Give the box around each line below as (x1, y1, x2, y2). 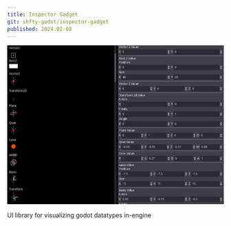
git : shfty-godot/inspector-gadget (7, 18, 109, 25)
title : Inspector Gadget (7, 11, 78, 18)
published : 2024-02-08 (7, 25, 72, 32)
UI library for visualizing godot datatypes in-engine (7, 211, 151, 219)
